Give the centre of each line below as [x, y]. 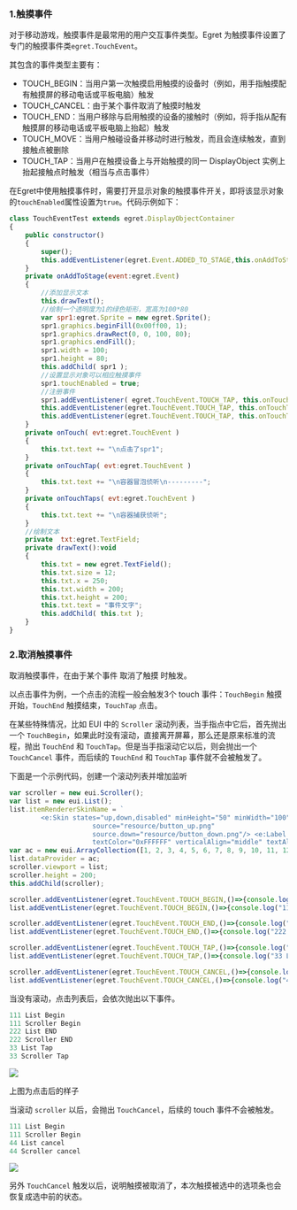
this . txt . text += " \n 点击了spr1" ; [103, 449]
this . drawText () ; [72, 301]
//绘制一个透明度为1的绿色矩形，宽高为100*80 [114, 309]
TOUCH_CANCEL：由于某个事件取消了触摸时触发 [111, 106]
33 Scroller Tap [39, 1056]
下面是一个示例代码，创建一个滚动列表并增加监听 [98, 776]
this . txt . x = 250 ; [75, 581]
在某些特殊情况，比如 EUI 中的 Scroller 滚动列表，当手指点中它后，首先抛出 [148, 724]
